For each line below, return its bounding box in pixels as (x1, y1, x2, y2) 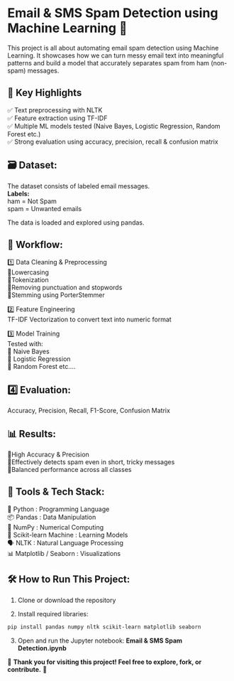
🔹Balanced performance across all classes (7, 466, 132, 473)
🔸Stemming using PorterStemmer (7, 291, 105, 299)
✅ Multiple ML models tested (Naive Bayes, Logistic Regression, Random (7, 122, 221, 130)
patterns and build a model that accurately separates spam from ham (7, 58, 210, 67)
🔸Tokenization (7, 276, 49, 284)
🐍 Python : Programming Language (7, 505, 110, 513)
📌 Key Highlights (7, 87, 82, 99)
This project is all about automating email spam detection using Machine (7, 43, 219, 52)
